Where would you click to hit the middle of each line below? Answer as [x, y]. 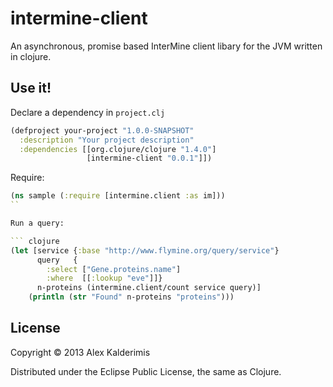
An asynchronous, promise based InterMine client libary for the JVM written [166, 46]
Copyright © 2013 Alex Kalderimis [80, 352]
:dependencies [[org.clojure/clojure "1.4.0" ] [118, 149]
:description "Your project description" [107, 140]
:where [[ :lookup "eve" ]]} [104, 278]
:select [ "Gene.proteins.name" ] [114, 269]
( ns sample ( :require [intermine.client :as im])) [118, 196]
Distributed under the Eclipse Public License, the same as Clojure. [146, 371]
